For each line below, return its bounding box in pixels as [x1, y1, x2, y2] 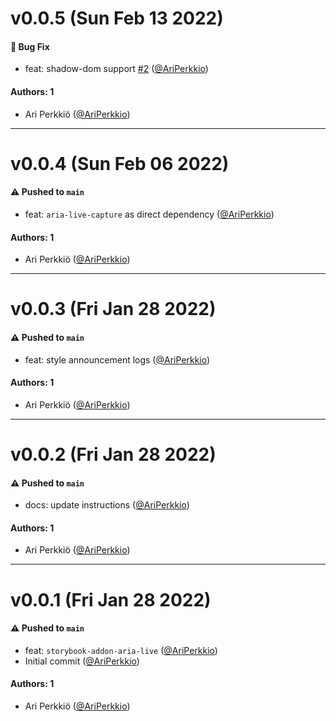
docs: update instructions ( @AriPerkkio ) [24, 499, 190, 511]
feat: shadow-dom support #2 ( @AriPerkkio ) [24, 63, 209, 75]
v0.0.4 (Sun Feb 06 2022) [10, 152, 230, 175]
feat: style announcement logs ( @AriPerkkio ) [24, 353, 211, 366]
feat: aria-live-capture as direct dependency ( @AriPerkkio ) [24, 208, 275, 220]
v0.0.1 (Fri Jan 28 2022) [10, 588, 212, 611]
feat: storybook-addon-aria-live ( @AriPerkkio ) [24, 644, 218, 656]
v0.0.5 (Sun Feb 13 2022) [10, 7, 224, 30]
